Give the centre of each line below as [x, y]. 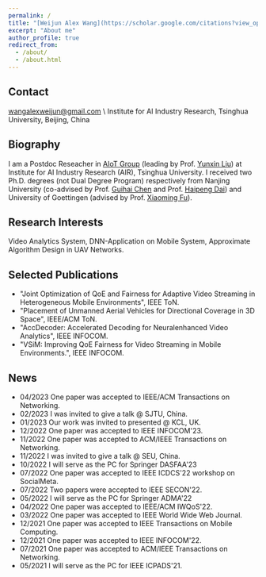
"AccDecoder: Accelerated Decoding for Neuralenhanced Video [124, 328]
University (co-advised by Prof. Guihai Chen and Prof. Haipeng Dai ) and [125, 189]
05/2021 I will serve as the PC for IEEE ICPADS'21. [101, 565]
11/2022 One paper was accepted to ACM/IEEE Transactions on [123, 439]
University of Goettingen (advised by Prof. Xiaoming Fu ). [100, 197]
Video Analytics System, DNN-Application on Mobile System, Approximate [129, 241]
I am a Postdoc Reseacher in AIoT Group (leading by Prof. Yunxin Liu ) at [125, 163]
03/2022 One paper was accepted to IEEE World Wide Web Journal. [131, 515]
